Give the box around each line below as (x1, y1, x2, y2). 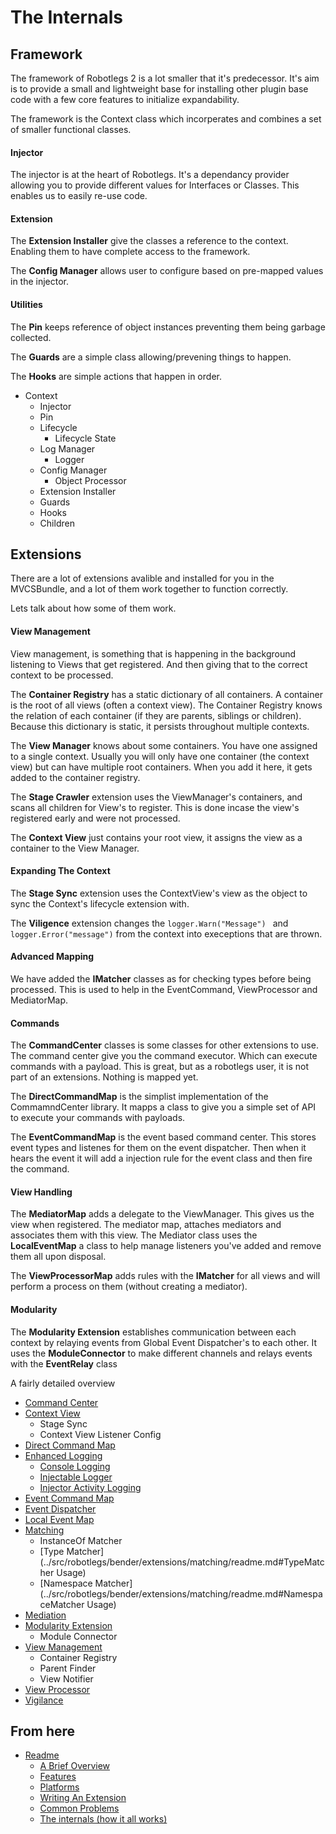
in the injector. (10, 276, 70, 288)
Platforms (39, 1781, 80, 1793)
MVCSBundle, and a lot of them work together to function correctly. (10, 583, 289, 595)
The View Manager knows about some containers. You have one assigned (10, 739, 318, 751)
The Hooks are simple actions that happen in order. (10, 370, 222, 382)
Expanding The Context (10, 865, 111, 877)
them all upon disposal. (10, 1251, 107, 1263)
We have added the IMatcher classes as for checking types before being (10, 973, 312, 985)
